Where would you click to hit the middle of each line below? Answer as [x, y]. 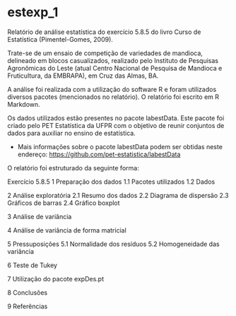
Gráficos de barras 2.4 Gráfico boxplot [64, 203]
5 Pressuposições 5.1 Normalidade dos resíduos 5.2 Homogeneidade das [114, 244]
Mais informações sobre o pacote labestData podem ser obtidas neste [120, 146]
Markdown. [24, 104]
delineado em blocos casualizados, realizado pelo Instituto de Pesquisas [113, 60]
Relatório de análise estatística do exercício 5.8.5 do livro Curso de [104, 32]
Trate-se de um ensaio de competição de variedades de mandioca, [105, 53]
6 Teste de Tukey [33, 265]
